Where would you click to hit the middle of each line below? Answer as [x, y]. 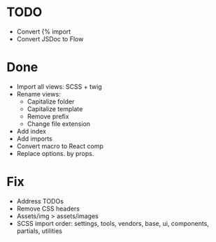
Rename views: [38, 94]
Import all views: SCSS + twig [59, 86]
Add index [31, 131]
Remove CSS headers [48, 208]
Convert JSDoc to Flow [50, 38]
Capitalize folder [51, 101]
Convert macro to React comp [60, 146]
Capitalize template [55, 108]
